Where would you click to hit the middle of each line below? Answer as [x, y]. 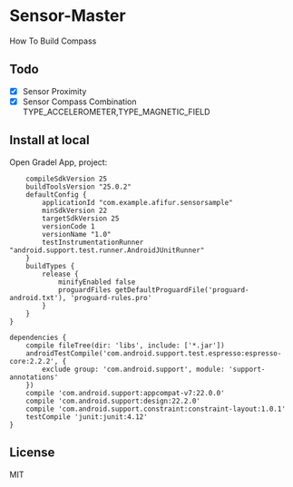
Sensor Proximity [54, 91]
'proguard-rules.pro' [111, 297]
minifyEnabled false [97, 282]
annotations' [34, 377]
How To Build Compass [53, 41]
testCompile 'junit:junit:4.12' [87, 417]
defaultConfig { [57, 195]
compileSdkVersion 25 [66, 179]
